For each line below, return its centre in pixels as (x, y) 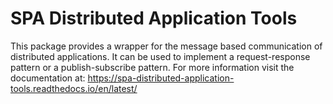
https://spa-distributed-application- (161, 78)
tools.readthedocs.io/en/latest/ (74, 88)
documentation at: (48, 78)
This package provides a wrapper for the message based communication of (166, 46)
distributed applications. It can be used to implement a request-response (160, 56)
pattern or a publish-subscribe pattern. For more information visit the (152, 67)
